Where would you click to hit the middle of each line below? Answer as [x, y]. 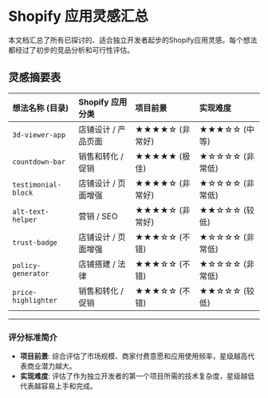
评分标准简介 [33, 337]
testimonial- [37, 185]
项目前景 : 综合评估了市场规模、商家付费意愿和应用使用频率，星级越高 [134, 357]
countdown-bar [39, 162]
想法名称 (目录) [41, 108]
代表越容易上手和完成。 [58, 386]
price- [25, 292]
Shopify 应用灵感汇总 [79, 16]
